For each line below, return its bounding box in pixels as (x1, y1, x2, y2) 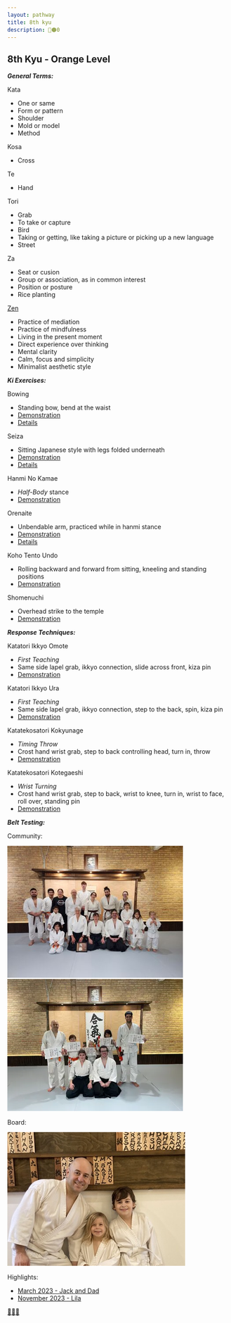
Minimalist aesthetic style (17, 362, 91, 371)
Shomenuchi (7, 593, 44, 602)
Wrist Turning (17, 782, 58, 791)
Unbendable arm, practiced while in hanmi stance (17, 523, 161, 531)
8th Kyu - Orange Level (7, 53, 111, 65)
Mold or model (17, 122, 60, 130)
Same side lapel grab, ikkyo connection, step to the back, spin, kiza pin (17, 705, 223, 714)
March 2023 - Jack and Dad (17, 1286, 100, 1295)
